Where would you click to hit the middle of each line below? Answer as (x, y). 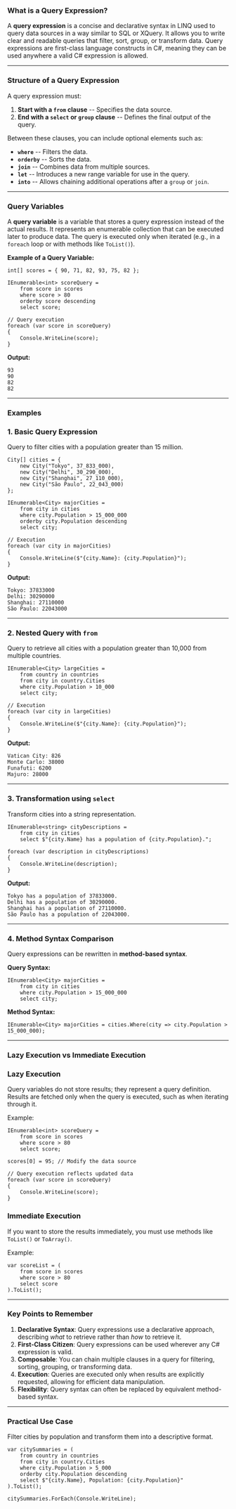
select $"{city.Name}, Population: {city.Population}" (102, 1481)
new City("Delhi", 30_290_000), (67, 472)
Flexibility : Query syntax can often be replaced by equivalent (106, 1389)
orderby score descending (58, 301)
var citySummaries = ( (40, 1450)
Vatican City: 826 (34, 756)
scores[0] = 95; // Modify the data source (72, 1162)
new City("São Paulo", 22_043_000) (72, 485)
